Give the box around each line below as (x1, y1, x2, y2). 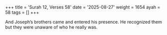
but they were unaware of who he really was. (5, 24, 98, 30)
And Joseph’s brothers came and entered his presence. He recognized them (5, 19, 162, 25)
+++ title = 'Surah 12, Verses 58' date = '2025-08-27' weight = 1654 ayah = (5, 4, 161, 10)
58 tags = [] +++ (5, 9, 39, 15)
